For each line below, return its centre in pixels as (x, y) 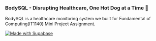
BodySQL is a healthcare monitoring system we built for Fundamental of (78, 19)
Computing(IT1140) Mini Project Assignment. (50, 24)
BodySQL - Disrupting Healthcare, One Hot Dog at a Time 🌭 (77, 8)
